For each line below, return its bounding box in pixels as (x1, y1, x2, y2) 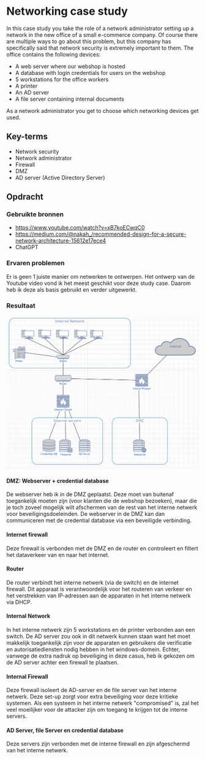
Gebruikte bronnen (6, 210, 64, 219)
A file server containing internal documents (15, 95, 124, 103)
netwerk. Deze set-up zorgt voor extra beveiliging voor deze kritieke (6, 693, 179, 701)
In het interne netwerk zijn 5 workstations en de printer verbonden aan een (6, 626, 195, 633)
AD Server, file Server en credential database (6, 726, 124, 734)
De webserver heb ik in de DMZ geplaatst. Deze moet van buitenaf (6, 491, 174, 498)
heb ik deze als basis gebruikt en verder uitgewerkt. (6, 286, 137, 293)
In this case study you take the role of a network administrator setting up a (6, 25, 194, 32)
